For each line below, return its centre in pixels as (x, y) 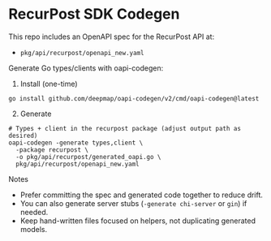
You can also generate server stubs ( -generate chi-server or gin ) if (133, 203)
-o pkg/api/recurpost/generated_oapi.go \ (88, 157)
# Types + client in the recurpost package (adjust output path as (125, 128)
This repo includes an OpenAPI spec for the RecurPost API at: (112, 37)
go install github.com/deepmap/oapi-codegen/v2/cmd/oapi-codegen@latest (134, 98)
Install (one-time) (49, 84)
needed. (34, 212)
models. (34, 229)
